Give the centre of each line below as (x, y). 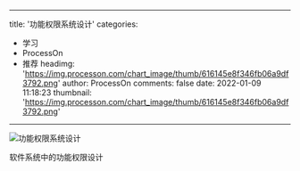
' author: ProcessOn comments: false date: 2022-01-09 (159, 83)
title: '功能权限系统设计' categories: (74, 24)
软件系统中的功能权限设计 (56, 157)
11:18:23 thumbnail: (57, 93)
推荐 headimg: (49, 64)
